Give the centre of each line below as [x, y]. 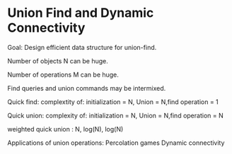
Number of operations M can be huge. [63, 75]
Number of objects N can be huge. [58, 60]
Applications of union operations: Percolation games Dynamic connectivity [116, 143]
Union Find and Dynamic [81, 13]
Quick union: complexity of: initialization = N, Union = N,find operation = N [116, 115]
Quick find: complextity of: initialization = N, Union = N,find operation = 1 [113, 102]
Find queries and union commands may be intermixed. [87, 88]
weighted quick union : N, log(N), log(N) [65, 129]
